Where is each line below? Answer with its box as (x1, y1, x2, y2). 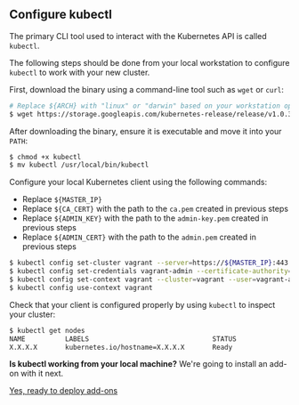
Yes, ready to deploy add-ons (9, 385, 118, 396)
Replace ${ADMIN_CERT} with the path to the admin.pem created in (21, 231, 256, 243)
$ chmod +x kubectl (9, 152, 82, 161)
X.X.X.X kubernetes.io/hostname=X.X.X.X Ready (9, 343, 233, 352)
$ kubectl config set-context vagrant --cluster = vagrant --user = (9, 275, 256, 284)
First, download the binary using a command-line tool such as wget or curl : (9, 84, 285, 94)
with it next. (20, 369, 64, 379)
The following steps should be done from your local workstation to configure (9, 57, 291, 68)
